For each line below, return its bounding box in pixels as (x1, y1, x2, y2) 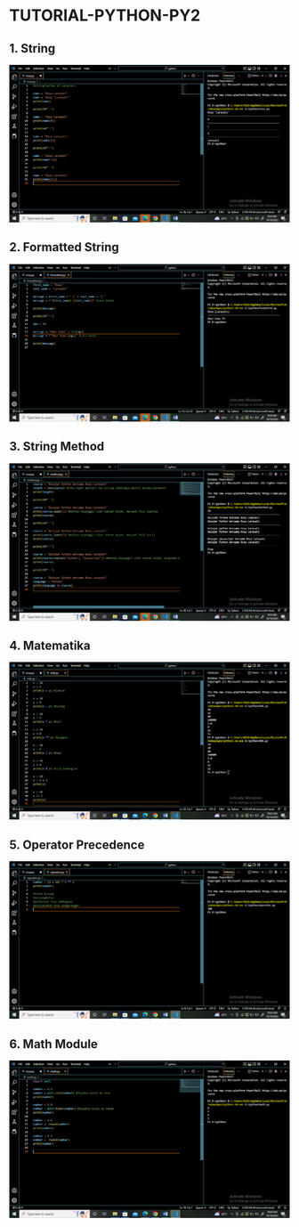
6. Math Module (9, 1036, 98, 1052)
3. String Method (9, 439, 105, 454)
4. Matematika (9, 638, 91, 654)
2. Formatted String (9, 240, 120, 255)
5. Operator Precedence (9, 837, 145, 852)
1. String (9, 41, 56, 56)
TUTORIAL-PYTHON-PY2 (9, 5, 201, 26)
